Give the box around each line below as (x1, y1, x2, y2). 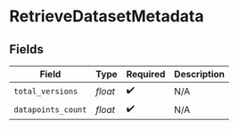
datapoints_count (13, 104, 87, 115)
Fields (9, 42, 45, 57)
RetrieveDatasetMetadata (9, 6, 205, 27)
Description (173, 69, 226, 80)
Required (126, 69, 166, 80)
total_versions (13, 86, 78, 96)
